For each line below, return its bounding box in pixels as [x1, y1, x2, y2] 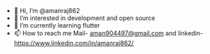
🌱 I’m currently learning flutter [13, 21, 100, 29]
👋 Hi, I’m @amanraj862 [13, 7, 80, 15]
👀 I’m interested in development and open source [13, 14, 156, 22]
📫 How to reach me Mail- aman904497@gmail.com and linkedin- [13, 29, 204, 37]
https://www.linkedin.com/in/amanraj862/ [13, 39, 134, 47]
